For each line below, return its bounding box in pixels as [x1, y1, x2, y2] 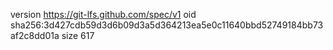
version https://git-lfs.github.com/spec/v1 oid [10, 9, 197, 20]
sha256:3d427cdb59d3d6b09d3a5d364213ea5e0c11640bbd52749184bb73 [10, 19, 324, 31]
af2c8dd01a [10, 30, 60, 41]
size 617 [61, 30, 95, 41]
